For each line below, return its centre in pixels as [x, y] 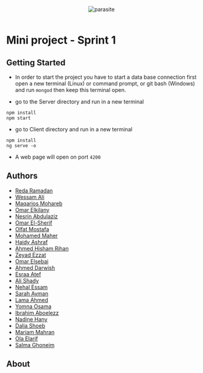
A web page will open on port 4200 [58, 157]
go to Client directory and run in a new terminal [74, 129]
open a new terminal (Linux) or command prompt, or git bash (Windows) [105, 84]
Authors [22, 176]
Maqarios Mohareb [39, 203]
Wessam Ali [30, 197]
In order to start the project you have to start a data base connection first [106, 77]
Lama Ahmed [31, 300]
